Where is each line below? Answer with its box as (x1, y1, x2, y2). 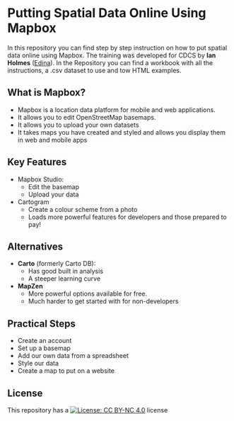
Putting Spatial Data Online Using (7, 5, 206, 21)
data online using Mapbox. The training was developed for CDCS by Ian (7, 51, 216, 60)
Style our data (17, 359, 59, 368)
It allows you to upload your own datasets (17, 120, 139, 129)
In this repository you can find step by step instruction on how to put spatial (7, 43, 228, 52)
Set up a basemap (17, 344, 71, 352)
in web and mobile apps (17, 135, 88, 144)
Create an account (17, 337, 72, 345)
